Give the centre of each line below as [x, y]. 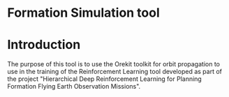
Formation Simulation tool [84, 13]
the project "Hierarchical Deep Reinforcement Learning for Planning [105, 79]
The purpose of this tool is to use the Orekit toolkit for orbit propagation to [113, 64]
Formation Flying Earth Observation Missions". [74, 87]
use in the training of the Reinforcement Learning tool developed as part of [114, 72]
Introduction [44, 45]
